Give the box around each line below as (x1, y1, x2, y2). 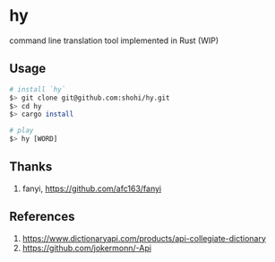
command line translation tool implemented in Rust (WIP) (9, 35, 219, 46)
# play (9, 127, 34, 135)
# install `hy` (9, 84, 66, 94)
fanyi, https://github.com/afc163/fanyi (21, 183, 162, 194)
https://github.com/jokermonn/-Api (21, 242, 152, 253)
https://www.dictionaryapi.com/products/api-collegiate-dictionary (21, 232, 267, 243)
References (9, 209, 75, 224)
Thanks (9, 159, 53, 175)
